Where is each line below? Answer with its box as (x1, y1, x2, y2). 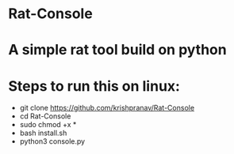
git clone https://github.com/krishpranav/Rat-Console (19, 103, 195, 113)
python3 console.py (19, 137, 86, 146)
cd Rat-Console (19, 111, 71, 121)
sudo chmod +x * (19, 120, 77, 130)
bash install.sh (19, 128, 67, 138)
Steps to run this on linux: (8, 77, 181, 95)
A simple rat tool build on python (8, 41, 228, 59)
